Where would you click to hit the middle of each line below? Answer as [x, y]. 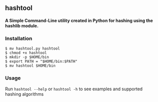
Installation [19, 38]
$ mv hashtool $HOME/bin [30, 66]
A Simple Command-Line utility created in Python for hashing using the [79, 20]
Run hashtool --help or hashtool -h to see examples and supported [74, 89]
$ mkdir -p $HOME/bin [27, 57]
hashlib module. [22, 25]
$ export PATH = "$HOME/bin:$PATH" [41, 62]
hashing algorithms [24, 94]
